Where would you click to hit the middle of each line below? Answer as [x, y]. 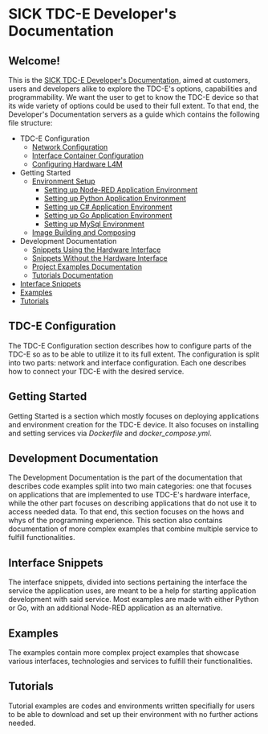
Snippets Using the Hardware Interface [96, 249]
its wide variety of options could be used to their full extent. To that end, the [134, 106]
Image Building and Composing [84, 233]
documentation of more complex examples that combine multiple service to [133, 529]
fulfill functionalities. [42, 538]
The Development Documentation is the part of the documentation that [126, 478]
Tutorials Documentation [73, 275]
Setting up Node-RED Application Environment [121, 190]
